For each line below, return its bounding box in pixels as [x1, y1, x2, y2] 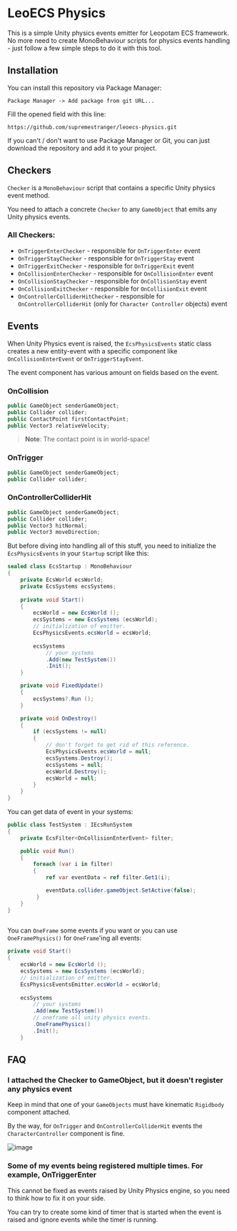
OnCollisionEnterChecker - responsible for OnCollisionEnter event [17, 269, 213, 278]
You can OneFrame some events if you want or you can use [7, 926, 178, 935]
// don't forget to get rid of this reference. [45, 741, 191, 749]
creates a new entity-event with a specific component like [7, 346, 178, 355]
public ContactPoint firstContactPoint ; [7, 416, 130, 423]
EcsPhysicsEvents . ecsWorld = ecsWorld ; [33, 630, 152, 637]
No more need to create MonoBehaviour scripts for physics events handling [7, 36, 231, 44]
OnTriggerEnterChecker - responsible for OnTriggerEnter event [17, 246, 201, 255]
